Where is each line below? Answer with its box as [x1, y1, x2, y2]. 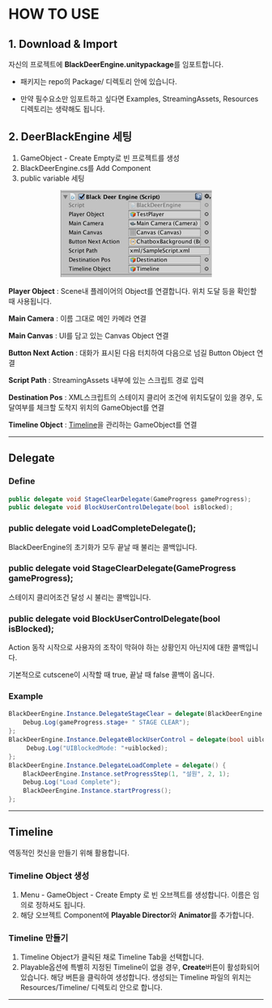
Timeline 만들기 [8, 933, 69, 944]
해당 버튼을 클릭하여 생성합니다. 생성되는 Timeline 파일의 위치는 [50, 972, 253, 982]
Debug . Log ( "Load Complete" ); [23, 778, 121, 786]
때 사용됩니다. [8, 296, 53, 306]
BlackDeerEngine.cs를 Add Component [19, 163, 151, 172]
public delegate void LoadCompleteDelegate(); [8, 523, 197, 534]
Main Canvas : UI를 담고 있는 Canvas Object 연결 [8, 330, 169, 340]
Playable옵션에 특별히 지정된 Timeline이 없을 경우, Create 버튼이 [19, 963, 225, 972]
